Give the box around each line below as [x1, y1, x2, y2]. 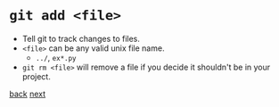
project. [21, 70, 51, 82]
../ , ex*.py [35, 52, 78, 62]
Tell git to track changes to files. [21, 33, 141, 44]
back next [9, 88, 46, 99]
